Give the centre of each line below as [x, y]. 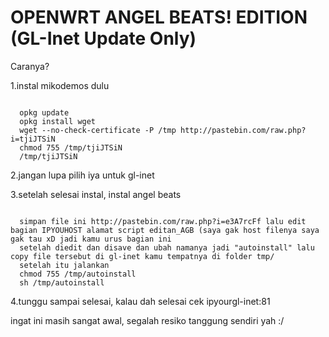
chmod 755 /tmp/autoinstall [78, 274]
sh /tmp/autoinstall [62, 282]
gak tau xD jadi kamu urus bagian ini [91, 239]
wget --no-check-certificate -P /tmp [98, 130]
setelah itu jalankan [64, 265]
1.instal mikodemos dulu [60, 85]
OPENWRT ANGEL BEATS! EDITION [159, 17]
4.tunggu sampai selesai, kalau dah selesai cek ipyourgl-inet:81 [140, 301]
